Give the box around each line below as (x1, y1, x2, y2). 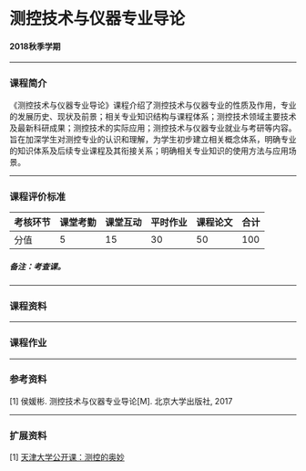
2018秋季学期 (9, 40, 61, 51)
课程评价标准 (9, 190, 66, 203)
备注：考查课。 (9, 261, 66, 272)
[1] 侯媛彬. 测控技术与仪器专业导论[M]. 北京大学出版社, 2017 (9, 395, 233, 406)
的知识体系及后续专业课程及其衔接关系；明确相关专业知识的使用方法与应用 (9, 145, 289, 156)
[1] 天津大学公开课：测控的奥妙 (9, 452, 125, 463)
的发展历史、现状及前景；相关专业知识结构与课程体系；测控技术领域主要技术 (9, 110, 297, 121)
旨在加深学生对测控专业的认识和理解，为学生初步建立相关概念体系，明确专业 (9, 133, 297, 144)
